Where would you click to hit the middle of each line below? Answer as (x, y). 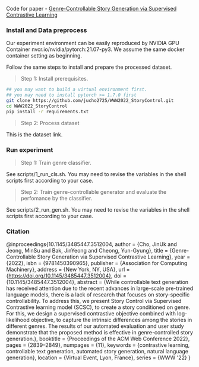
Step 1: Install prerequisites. (54, 79)
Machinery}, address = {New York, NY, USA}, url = (68, 270)
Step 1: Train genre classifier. (56, 162)
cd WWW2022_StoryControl (37, 106)
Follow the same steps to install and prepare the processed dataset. (89, 67)
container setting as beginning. (44, 56)
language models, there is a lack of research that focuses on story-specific (98, 295)
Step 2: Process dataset (50, 123)
